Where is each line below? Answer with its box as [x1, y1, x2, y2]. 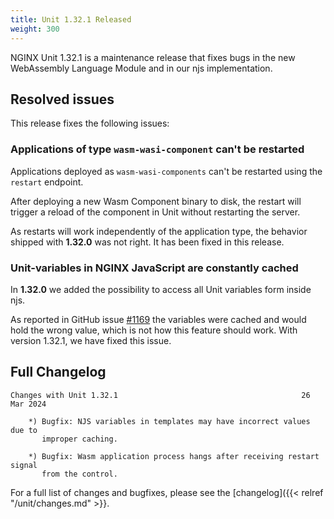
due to [10, 425, 38, 435]
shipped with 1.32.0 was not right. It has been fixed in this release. [10, 236, 285, 248]
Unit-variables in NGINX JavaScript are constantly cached [10, 261, 299, 275]
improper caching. [41, 434, 118, 444]
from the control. [41, 469, 118, 479]
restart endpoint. [10, 176, 84, 188]
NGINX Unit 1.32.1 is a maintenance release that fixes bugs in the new [10, 51, 296, 63]
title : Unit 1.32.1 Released [10, 14, 132, 25]
